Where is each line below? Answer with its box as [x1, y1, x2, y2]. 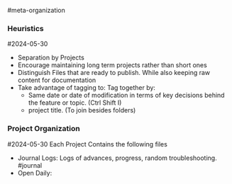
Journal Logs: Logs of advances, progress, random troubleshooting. [17, 154, 218, 162]
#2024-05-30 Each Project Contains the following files [7, 139, 168, 148]
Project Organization [7, 124, 80, 134]
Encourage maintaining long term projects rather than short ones [17, 61, 207, 69]
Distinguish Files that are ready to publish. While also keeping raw [17, 69, 211, 77]
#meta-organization [7, 6, 66, 14]
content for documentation [17, 76, 96, 84]
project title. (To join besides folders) [28, 106, 136, 115]
